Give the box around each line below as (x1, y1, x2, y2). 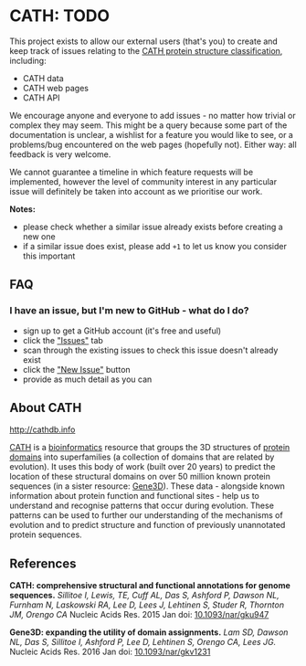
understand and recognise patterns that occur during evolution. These (9, 500, 274, 512)
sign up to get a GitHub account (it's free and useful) (22, 325, 222, 336)
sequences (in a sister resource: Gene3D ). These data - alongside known (9, 481, 286, 492)
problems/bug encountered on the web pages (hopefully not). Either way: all (9, 139, 297, 150)
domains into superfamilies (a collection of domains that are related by (9, 451, 275, 462)
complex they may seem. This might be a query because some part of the (9, 120, 288, 131)
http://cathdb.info (9, 424, 76, 435)
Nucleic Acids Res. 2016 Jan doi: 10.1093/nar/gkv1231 (9, 646, 211, 658)
